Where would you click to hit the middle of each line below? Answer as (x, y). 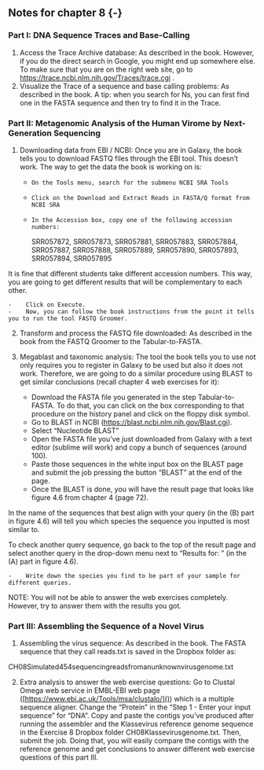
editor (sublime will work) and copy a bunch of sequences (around (139, 447)
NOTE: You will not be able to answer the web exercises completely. (118, 597)
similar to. (24, 529)
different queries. (40, 583)
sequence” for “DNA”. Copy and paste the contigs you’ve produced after (137, 716)
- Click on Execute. (47, 305)
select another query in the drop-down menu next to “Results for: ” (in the (128, 553)
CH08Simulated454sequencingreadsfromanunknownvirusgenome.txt (121, 667)
